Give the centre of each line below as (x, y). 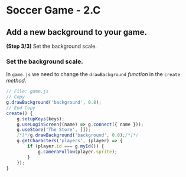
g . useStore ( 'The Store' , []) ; (54, 130)
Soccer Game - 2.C (53, 10)
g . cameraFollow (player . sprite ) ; (77, 152)
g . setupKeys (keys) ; (41, 119)
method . (16, 81)
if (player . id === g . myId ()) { (66, 146)
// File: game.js (27, 91)
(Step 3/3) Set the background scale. (52, 46)
